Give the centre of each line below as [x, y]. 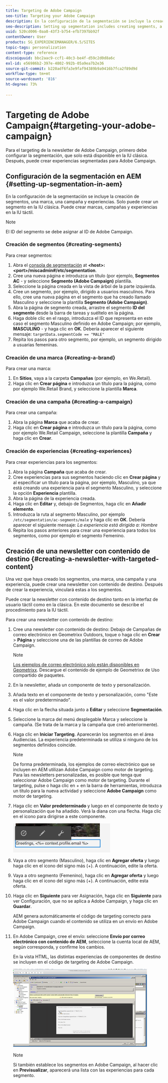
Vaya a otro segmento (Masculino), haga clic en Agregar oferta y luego [86, 860]
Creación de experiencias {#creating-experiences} [69, 451]
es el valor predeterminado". [42, 700]
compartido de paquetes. [39, 675]
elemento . [23, 509]
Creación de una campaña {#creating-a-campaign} [69, 402]
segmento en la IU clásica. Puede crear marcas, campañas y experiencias [82, 207]
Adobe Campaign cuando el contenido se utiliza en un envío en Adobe [85, 921]
